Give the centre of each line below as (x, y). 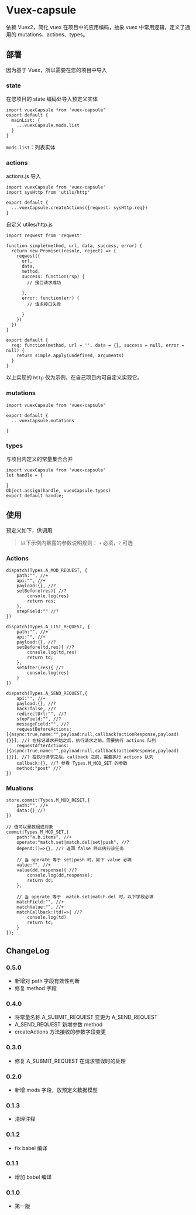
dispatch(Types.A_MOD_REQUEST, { (47, 571)
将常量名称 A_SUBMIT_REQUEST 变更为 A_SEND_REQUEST (86, 1017)
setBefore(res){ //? (42, 591)
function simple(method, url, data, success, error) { (74, 246)
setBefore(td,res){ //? (46, 648)
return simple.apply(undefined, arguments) (71, 356)
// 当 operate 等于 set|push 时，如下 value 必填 (74, 860)
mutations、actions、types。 (53, 34)
